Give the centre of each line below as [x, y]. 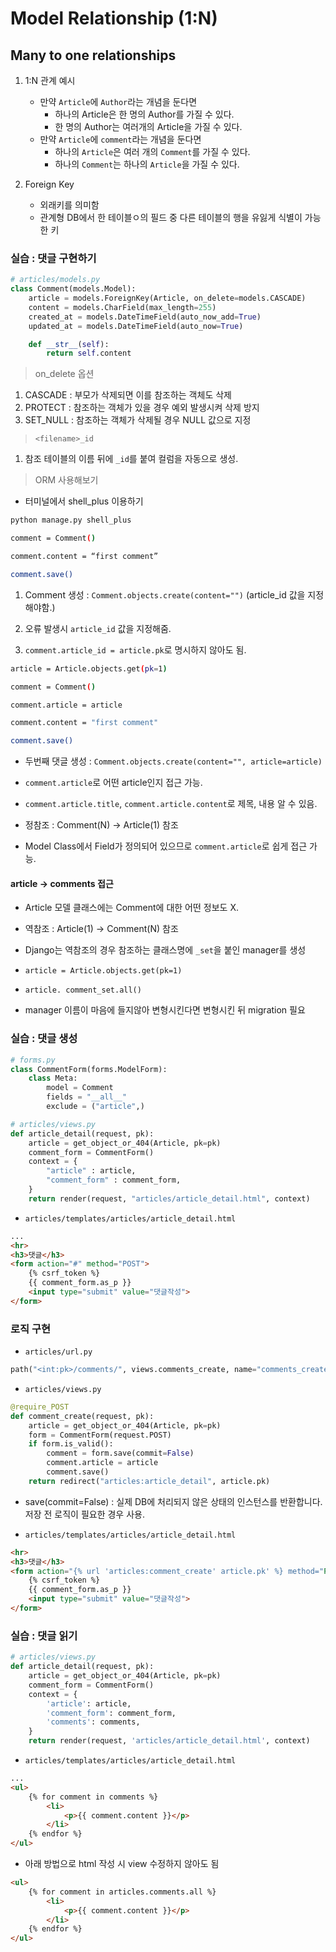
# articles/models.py [55, 280]
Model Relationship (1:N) [114, 18]
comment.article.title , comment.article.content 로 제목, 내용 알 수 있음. [171, 804]
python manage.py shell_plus [71, 520]
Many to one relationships [93, 55]
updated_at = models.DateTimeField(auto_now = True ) [136, 326]
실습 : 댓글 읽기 [44, 1635]
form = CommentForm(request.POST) [100, 1435]
